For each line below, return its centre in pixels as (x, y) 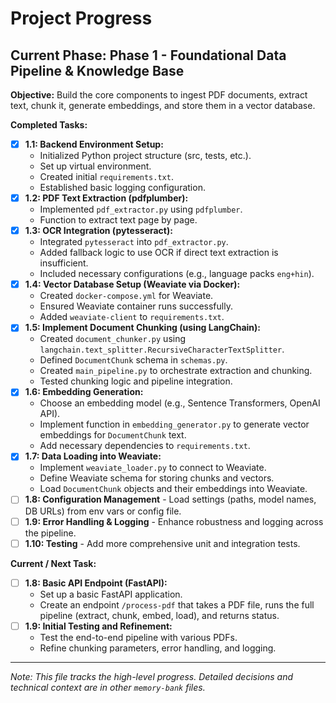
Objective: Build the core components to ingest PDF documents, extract (159, 95)
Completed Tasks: (49, 125)
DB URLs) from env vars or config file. (103, 511)
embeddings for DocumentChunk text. (113, 435)
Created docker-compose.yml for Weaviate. (126, 296)
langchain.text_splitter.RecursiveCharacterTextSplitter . (162, 349)
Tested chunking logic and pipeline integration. (136, 381)
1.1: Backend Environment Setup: (94, 144)
